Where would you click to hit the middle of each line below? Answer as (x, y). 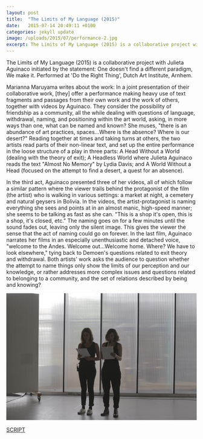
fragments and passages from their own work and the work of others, (93, 100)
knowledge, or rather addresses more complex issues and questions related (101, 272)
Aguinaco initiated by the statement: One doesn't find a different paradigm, (99, 69)
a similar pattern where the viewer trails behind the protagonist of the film (98, 188)
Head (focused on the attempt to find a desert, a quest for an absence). (95, 170)
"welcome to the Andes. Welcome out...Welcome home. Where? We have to (101, 246)
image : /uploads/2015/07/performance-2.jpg (62, 38)
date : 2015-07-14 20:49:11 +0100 (51, 25)
